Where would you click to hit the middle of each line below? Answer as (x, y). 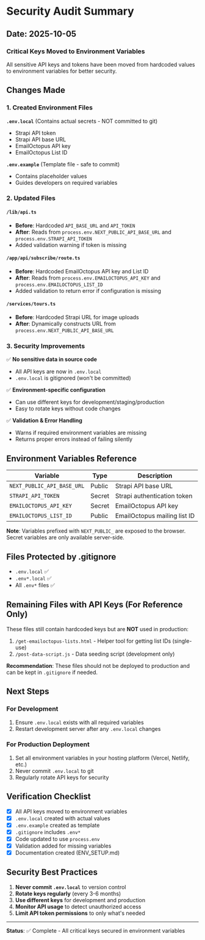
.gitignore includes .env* (48, 832)
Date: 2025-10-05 (41, 34)
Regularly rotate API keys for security (62, 777)
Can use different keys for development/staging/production (90, 402)
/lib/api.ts (21, 212)
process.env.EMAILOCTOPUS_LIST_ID (59, 285)
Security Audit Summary (70, 11)
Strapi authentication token (154, 496)
